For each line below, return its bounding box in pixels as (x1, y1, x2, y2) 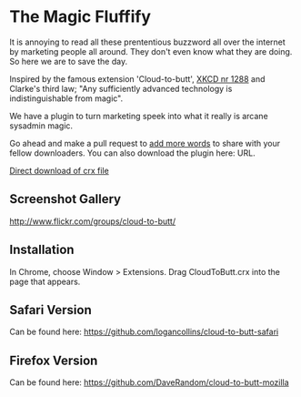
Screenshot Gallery (9, 191, 121, 207)
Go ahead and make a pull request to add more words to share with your (9, 137, 280, 148)
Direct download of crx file (9, 165, 109, 176)
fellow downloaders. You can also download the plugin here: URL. (9, 148, 256, 158)
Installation (9, 242, 75, 258)
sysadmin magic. (9, 120, 74, 131)
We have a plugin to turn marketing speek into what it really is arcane (9, 110, 268, 121)
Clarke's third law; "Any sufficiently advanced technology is (9, 83, 233, 94)
